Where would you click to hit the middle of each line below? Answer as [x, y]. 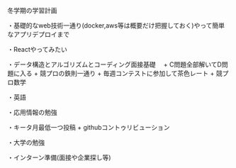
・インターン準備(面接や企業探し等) [59, 157]
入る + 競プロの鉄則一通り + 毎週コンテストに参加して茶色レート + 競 [121, 73]
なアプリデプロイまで [38, 34]
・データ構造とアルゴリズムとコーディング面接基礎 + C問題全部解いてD [114, 65]
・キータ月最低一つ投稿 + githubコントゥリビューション [89, 127]
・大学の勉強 [26, 142]
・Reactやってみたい [37, 49]
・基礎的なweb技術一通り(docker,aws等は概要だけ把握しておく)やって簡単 [116, 26]
